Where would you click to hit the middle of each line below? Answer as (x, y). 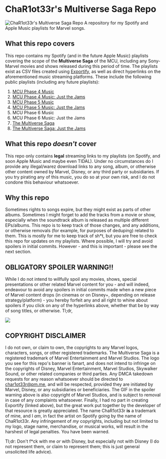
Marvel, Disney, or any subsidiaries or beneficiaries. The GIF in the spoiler (80, 389)
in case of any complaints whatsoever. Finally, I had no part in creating (77, 400)
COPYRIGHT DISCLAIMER (45, 335)
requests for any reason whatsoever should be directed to (64, 379)
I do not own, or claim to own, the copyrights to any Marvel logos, (72, 347)
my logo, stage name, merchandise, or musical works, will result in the (77, 426)
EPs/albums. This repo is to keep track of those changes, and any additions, (83, 225)
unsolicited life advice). (29, 452)
